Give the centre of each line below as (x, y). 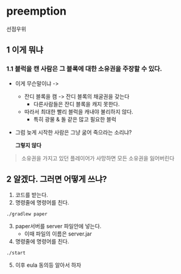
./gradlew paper (27, 214)
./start (16, 253)
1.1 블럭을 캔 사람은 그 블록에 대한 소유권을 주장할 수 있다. (84, 69)
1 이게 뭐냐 (25, 50)
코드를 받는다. (32, 195)
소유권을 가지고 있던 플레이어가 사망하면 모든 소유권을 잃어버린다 (98, 158)
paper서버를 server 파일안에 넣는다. (58, 226)
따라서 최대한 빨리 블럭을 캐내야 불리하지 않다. (79, 112)
